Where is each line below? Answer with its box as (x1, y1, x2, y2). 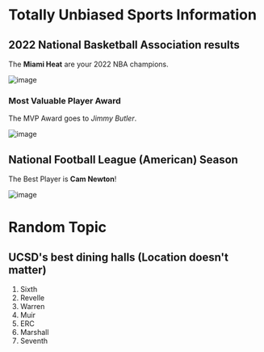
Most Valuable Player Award (8, 95, 121, 106)
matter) (8, 263, 47, 277)
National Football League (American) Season (8, 152, 238, 167)
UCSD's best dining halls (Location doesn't (8, 250, 228, 264)
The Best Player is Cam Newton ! (8, 174, 117, 184)
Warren (19, 302, 45, 312)
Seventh (19, 336, 48, 346)
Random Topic (8, 218, 107, 236)
